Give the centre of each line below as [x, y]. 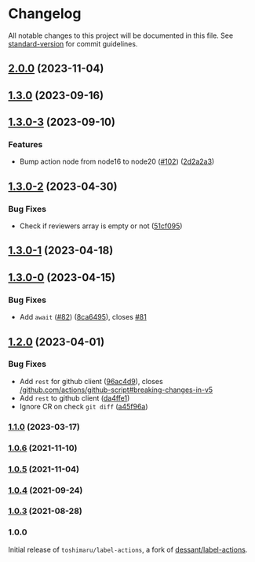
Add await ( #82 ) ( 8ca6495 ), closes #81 [83, 317]
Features [25, 145]
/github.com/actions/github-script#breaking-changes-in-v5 [116, 390]
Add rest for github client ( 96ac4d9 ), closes [91, 381]
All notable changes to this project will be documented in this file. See [121, 35]
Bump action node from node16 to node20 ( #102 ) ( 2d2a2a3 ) [117, 161]
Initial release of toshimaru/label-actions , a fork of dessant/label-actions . [128, 549]
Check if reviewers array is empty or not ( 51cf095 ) [101, 226]
